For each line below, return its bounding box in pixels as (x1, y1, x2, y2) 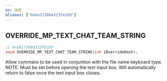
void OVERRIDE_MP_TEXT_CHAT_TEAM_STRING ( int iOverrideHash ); (5, 50, 138, 55)
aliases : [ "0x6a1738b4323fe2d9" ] (5, 12, 77, 17)
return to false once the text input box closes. (5, 70, 101, 76)
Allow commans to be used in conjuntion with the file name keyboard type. (5, 59, 162, 65)
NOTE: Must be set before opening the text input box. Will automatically (5, 65, 156, 71)
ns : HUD (5, 7, 22, 13)
